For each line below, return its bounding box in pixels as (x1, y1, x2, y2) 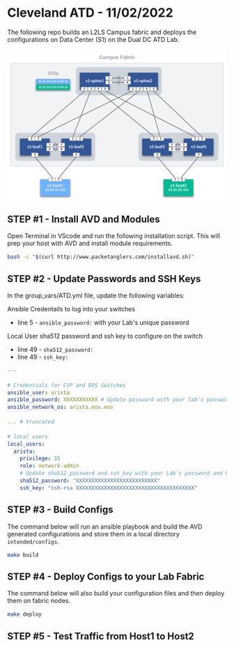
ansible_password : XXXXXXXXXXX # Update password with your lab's (7, 396, 204, 403)
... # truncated (7, 419, 54, 426)
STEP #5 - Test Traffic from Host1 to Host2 (7, 630, 195, 642)
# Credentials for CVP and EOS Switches (7, 382, 127, 389)
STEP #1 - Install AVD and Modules (7, 213, 160, 225)
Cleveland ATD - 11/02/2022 (7, 5, 173, 21)
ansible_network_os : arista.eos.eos (7, 404, 114, 411)
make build (7, 552, 39, 559)
